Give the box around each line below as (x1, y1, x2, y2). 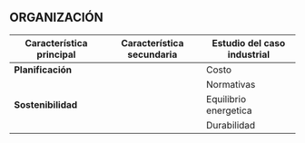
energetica (205, 104, 252, 117)
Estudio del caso (212, 36, 286, 49)
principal (36, 48, 76, 61)
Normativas (205, 78, 256, 91)
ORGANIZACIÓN (9, 10, 104, 25)
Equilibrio (205, 92, 247, 105)
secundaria (127, 48, 178, 61)
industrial (227, 48, 271, 61)
